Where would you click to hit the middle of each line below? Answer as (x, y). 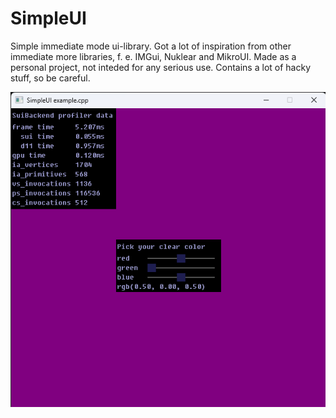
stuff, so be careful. (50, 78)
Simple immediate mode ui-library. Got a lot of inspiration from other (151, 46)
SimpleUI (48, 18)
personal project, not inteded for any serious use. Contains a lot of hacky (161, 67)
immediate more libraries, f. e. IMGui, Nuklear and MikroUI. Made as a (153, 56)
